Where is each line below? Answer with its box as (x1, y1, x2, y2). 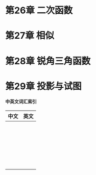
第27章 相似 (5, 30, 55, 41)
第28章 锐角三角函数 (5, 55, 91, 67)
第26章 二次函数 (5, 5, 73, 16)
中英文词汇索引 (5, 98, 37, 105)
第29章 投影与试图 (5, 80, 82, 92)
